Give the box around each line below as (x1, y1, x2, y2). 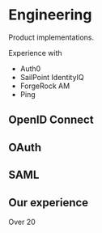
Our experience (8, 196, 89, 210)
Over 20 (8, 217, 36, 227)
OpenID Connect (8, 113, 95, 127)
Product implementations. (8, 32, 95, 42)
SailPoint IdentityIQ (19, 72, 84, 82)
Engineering (8, 6, 92, 24)
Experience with (8, 48, 62, 57)
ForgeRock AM (19, 81, 70, 91)
